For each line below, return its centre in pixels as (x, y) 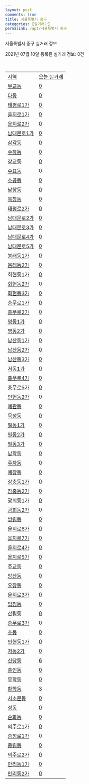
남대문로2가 (21, 218)
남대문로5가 (21, 247)
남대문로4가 (21, 237)
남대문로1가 (21, 134)
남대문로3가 (21, 228)
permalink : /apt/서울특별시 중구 (36, 29)
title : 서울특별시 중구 (26, 19)
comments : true (21, 15)
